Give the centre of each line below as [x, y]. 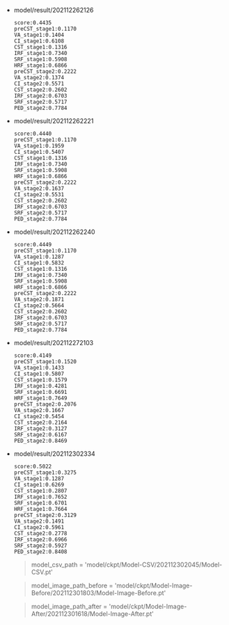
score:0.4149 [33, 356]
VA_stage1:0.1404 [39, 35]
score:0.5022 [33, 466]
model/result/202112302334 [54, 454]
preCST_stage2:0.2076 [45, 404]
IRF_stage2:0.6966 [40, 539]
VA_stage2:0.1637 [39, 189]
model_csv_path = [57, 564]
